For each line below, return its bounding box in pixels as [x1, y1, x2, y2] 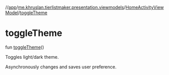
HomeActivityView [125, 5, 164, 10]
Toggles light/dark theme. [5, 54, 59, 60]
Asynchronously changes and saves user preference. [5, 63, 117, 70]
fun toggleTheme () [5, 44, 45, 50]
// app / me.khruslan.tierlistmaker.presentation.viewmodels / [5, 5, 126, 10]
